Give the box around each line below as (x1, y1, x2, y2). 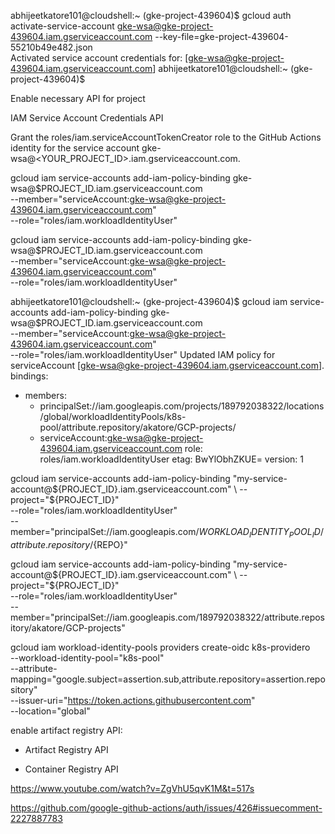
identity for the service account (10, 142, 140, 154)
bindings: (10, 370, 49, 382)
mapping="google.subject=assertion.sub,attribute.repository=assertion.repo (10, 673, 326, 685)
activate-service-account (10, 20, 115, 32)
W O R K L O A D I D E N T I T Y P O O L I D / (198, 526, 324, 540)
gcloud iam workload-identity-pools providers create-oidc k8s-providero (10, 641, 311, 653)
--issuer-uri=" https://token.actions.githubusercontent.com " (10, 694, 256, 706)
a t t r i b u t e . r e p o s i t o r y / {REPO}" (10, 538, 128, 550)
